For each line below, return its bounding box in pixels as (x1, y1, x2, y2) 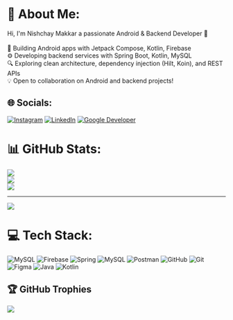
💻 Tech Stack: (7, 227, 93, 243)
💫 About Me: (7, 6, 80, 22)
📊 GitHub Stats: (7, 141, 102, 157)
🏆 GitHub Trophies (7, 284, 92, 296)
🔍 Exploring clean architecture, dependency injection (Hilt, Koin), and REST (7, 59, 223, 67)
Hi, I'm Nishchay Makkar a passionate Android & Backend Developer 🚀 (7, 29, 208, 37)
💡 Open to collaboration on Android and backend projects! (7, 76, 174, 85)
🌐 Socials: (7, 97, 53, 109)
